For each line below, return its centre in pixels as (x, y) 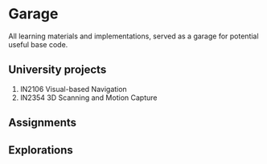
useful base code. (38, 44)
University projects (58, 70)
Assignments (43, 123)
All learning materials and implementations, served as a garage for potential (133, 36)
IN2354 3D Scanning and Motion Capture (88, 98)
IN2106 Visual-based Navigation (73, 89)
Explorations (41, 150)
